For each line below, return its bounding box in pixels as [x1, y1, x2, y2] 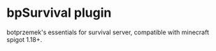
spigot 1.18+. [6, 35, 43, 43]
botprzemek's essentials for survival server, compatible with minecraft [6, 28, 209, 36]
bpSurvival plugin [6, 5, 112, 21]
